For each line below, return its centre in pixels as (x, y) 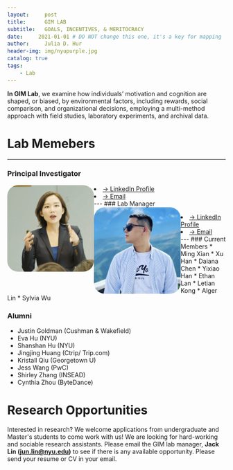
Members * (197, 246)
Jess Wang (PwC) (43, 368)
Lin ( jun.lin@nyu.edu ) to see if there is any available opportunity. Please (111, 452)
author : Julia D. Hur (44, 44)
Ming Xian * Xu (202, 253)
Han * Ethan (198, 275)
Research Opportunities (77, 410)
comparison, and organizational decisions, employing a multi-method (106, 108)
